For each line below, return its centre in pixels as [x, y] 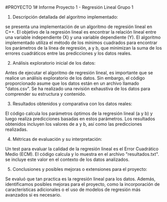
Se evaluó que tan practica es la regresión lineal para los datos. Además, [80, 179]
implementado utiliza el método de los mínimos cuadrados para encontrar [81, 43]
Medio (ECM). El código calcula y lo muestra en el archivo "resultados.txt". [82, 154]
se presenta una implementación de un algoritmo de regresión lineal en [79, 27]
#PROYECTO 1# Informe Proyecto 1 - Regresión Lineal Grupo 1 [69, 7]
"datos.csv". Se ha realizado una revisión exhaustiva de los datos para [78, 89]
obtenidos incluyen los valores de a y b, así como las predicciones [74, 124]
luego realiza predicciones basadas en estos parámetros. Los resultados [80, 119]
